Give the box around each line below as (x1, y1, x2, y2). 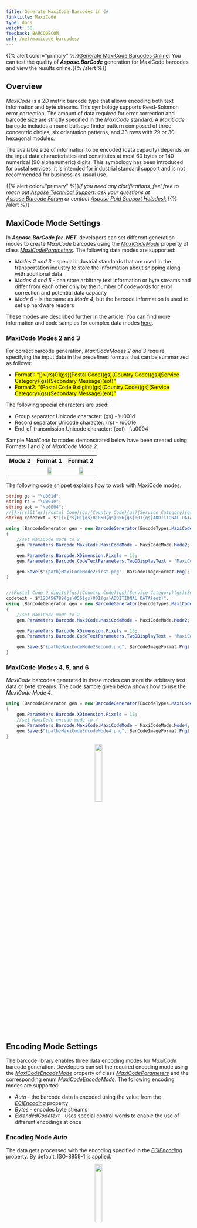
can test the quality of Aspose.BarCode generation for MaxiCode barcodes (6, 58, 189, 65)
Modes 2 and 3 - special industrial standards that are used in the (14, 258, 171, 265)
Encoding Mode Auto (6, 1133, 67, 1142)
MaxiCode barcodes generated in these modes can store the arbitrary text (6, 677, 186, 684)
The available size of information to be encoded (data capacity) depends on (6, 146, 189, 153)
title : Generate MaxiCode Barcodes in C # (6, 8, 109, 15)
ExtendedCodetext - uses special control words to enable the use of (14, 1112, 180, 1119)
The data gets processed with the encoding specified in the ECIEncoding (6, 1146, 183, 1153)
